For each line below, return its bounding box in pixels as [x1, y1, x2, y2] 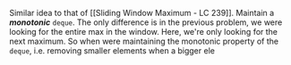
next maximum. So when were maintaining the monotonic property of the [9, 36, 279, 46]
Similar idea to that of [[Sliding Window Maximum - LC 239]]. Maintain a [9, 8, 275, 18]
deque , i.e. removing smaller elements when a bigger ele [9, 45, 215, 56]
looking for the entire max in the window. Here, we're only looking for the [9, 27, 278, 37]
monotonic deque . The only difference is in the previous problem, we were [9, 17, 283, 28]
